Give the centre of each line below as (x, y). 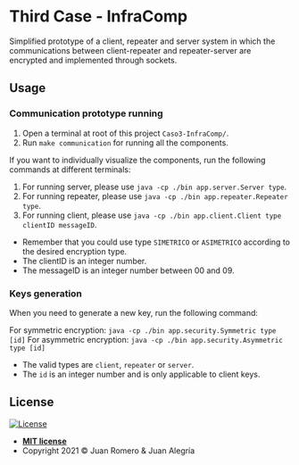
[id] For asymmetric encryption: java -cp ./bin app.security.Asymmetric (146, 339)
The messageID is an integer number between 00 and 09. (128, 270)
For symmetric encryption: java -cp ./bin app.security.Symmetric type (143, 330)
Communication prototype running (86, 113)
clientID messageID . (59, 224)
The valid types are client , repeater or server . (108, 364)
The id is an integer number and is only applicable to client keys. (141, 374)
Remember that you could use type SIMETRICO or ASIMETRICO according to (156, 242)
